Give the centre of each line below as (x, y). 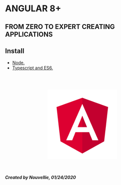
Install (15, 51)
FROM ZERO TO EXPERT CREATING (60, 27)
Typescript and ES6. (33, 68)
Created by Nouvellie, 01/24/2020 (41, 178)
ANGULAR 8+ (33, 9)
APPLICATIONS (29, 34)
